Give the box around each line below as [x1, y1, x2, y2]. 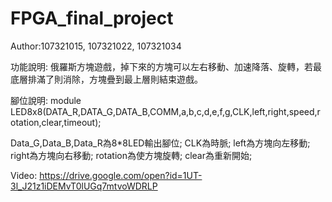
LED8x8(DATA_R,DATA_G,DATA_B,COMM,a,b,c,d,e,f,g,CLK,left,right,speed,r [10, 105, 321, 117]
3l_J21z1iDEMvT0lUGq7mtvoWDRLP [10, 180, 158, 192]
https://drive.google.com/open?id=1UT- [39, 169, 203, 181]
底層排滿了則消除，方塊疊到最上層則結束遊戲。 [10, 73, 203, 85]
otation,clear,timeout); [10, 116, 102, 128]
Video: [10, 169, 38, 181]
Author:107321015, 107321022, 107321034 [10, 40, 182, 52]
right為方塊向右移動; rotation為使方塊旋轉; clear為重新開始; [10, 149, 253, 161]
